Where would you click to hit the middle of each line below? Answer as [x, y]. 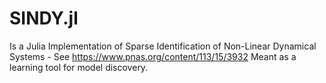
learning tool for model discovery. [79, 67]
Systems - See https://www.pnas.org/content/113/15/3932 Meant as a [153, 56]
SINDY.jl [44, 18]
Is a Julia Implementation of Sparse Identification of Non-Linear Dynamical [163, 46]
